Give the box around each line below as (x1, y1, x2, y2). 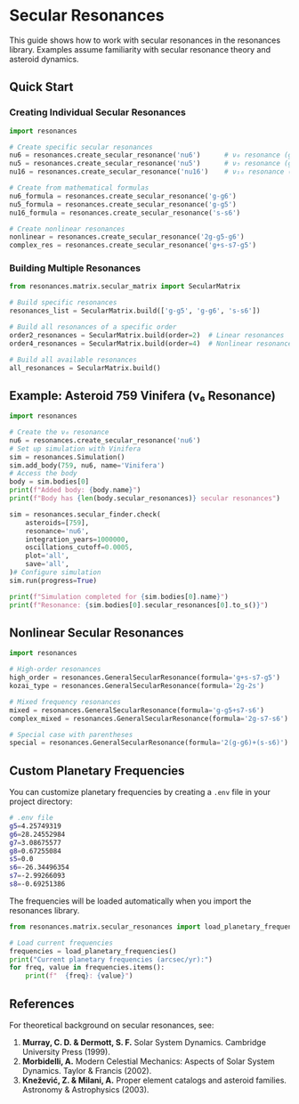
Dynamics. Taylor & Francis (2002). (21, 1066, 152, 1076)
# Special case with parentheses (9, 730, 133, 739)
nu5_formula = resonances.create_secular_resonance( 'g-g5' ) (9, 199, 238, 209)
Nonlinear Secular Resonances (9, 625, 184, 640)
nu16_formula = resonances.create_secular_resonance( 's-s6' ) (9, 208, 241, 217)
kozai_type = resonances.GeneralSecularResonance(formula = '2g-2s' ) (9, 682, 265, 691)
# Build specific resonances (9, 298, 117, 307)
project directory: (9, 796, 73, 807)
